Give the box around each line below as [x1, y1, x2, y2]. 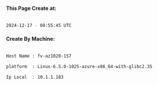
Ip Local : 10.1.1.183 [6, 75, 64, 80]
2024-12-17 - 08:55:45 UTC [6, 23, 72, 29]
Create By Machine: [6, 35, 55, 42]
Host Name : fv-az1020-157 [6, 53, 72, 59]
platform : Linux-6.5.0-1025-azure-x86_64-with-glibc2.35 [6, 64, 153, 70]
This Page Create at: [6, 5, 57, 12]
